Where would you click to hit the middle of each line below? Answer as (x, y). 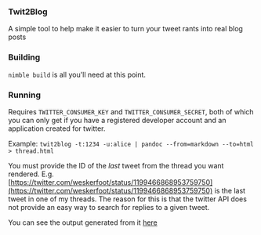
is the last (230, 190)
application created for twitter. (57, 128)
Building (24, 57)
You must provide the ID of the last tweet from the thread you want (116, 165)
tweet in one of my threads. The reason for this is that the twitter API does (127, 199)
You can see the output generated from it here (83, 222)
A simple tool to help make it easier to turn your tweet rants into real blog (125, 29)
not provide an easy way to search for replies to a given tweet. (109, 207)
